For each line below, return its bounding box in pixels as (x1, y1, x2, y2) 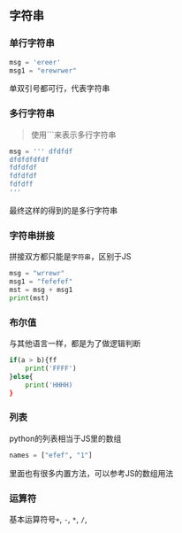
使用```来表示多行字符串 (30, 129, 117, 140)
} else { (9, 372, 34, 381)
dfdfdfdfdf (9, 155, 49, 164)
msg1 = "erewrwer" (9, 66, 77, 75)
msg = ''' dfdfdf (9, 147, 73, 156)
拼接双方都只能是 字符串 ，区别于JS (9, 251, 132, 262)
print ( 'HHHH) (25, 380, 73, 390)
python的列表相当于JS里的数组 (9, 433, 122, 444)
